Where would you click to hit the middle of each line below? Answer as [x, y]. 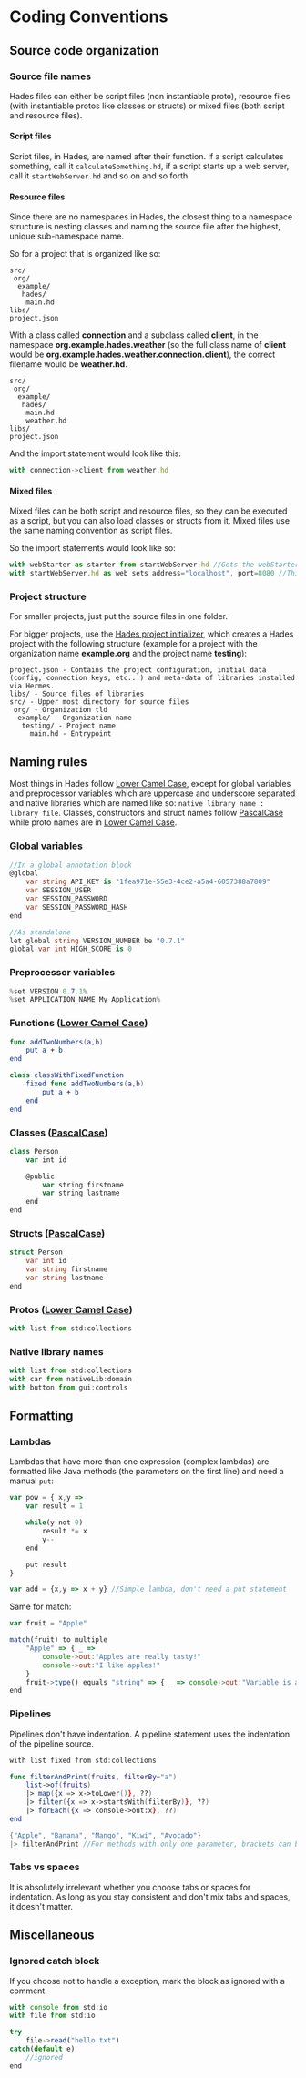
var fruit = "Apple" [49, 1624]
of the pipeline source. [51, 1743]
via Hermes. [32, 686]
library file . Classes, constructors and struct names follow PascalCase [147, 813]
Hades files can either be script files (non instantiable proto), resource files [150, 96]
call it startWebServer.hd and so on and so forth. [100, 176]
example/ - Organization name [75, 718]
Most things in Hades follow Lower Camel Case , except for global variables [150, 784]
